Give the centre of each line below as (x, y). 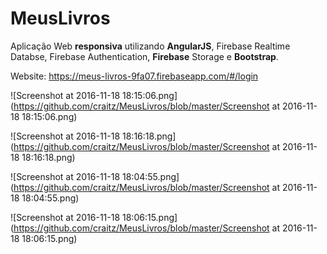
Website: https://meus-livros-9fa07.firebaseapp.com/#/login (134, 76)
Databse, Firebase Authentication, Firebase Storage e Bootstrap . (144, 56)
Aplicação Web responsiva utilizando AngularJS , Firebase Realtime (150, 46)
